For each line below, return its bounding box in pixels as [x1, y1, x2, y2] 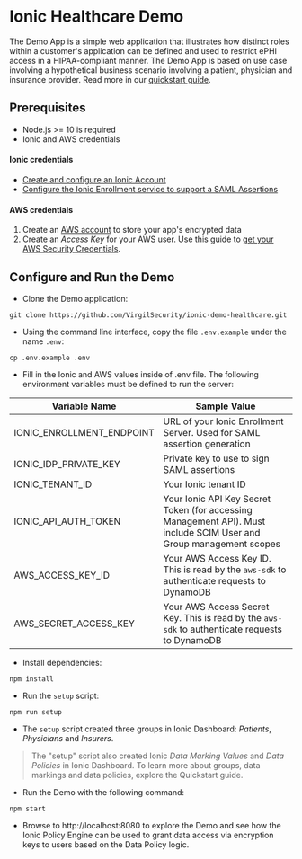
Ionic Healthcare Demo [9, 6, 184, 27]
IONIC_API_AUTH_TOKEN [13, 515, 121, 527]
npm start [9, 804, 47, 813]
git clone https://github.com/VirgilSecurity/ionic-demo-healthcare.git [9, 310, 288, 320]
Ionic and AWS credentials [22, 133, 120, 145]
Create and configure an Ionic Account [22, 173, 166, 185]
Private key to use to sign [163, 452, 270, 465]
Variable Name [51, 400, 117, 412]
